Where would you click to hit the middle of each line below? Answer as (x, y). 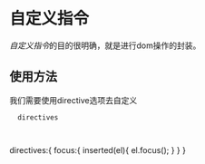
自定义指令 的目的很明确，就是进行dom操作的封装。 (105, 45)
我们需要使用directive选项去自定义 (73, 100)
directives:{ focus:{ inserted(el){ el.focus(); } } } (98, 150)
